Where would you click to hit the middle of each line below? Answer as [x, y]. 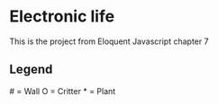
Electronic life [62, 17]
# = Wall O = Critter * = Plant [63, 91]
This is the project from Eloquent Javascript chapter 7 [109, 41]
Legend [31, 69]
